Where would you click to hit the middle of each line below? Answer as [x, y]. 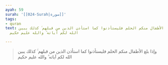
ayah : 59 [14, 10]
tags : [11, 19]
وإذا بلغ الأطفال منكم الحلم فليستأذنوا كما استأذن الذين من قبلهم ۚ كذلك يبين [87, 51]
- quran [13, 24]
